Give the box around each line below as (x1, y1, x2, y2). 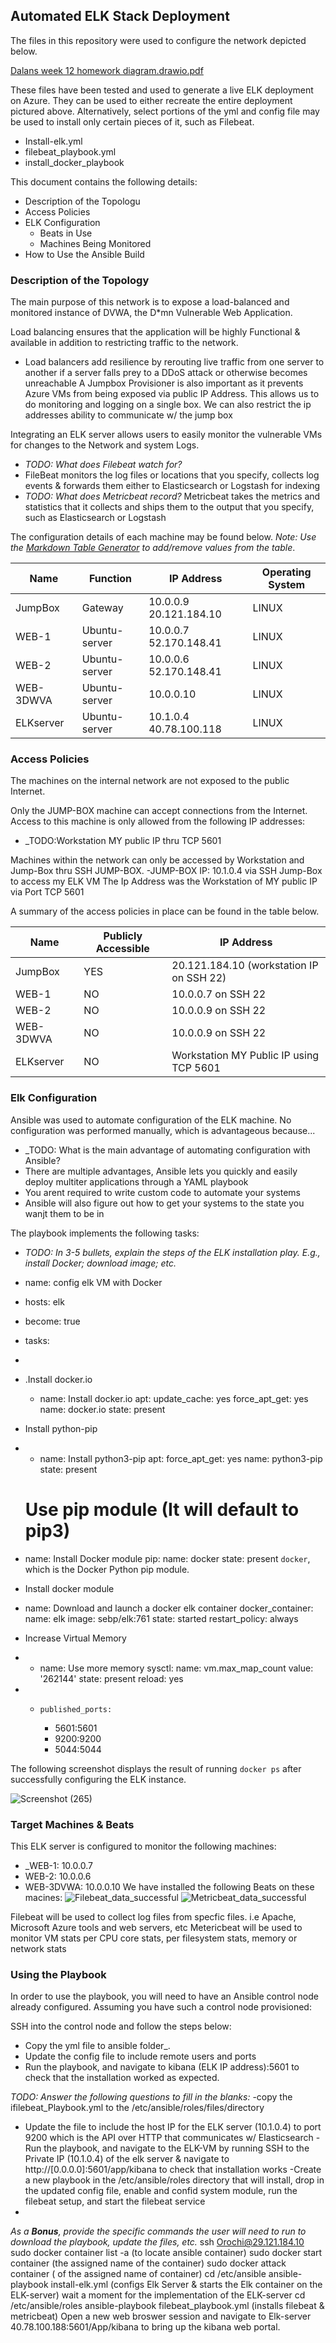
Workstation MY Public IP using (171, 1049, 320, 1063)
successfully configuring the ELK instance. (10, 1773, 187, 1785)
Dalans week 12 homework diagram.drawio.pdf (10, 64, 204, 76)
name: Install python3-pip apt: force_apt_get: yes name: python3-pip (39, 1452, 323, 1464)
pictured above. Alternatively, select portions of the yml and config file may (10, 105, 320, 117)
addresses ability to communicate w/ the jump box (24, 409, 233, 421)
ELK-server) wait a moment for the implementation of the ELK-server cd (10, 2289, 306, 2301)
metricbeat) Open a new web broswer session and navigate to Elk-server (10, 2310, 312, 2323)
